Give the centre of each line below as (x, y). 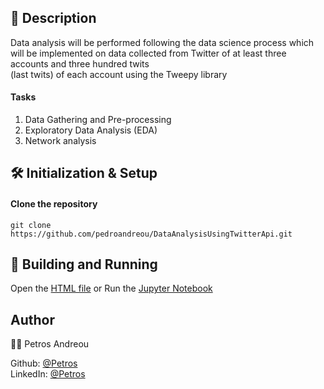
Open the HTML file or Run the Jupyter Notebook (111, 288)
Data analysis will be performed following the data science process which (162, 42)
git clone (31, 225)
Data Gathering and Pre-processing (98, 120)
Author (32, 319)
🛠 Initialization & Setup (84, 173)
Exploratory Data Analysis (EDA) (91, 130)
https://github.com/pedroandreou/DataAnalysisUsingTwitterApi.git (151, 234)
